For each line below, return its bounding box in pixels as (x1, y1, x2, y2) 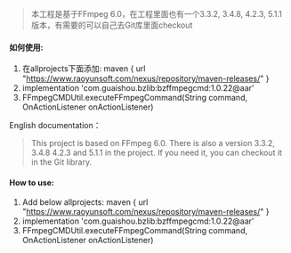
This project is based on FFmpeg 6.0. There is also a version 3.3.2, (30, 138, 276, 149)
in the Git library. (30, 157, 92, 167)
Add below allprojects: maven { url (21, 197, 149, 208)
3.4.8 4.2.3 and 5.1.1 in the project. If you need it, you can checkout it (30, 147, 283, 159)
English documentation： (9, 120, 101, 131)
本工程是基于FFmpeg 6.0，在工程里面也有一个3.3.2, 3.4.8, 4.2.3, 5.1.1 (30, 9, 283, 19)
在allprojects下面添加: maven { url (21, 63, 146, 74)
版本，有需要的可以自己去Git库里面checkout (30, 20, 193, 30)
